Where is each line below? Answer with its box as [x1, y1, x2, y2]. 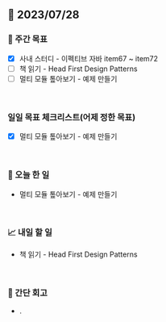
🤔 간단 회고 [7, 287, 48, 299]
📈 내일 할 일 [7, 227, 53, 238]
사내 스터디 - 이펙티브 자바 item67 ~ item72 [19, 53, 159, 63]
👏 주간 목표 [7, 34, 48, 45]
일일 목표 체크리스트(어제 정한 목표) [7, 111, 136, 123]
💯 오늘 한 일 [7, 169, 50, 181]
